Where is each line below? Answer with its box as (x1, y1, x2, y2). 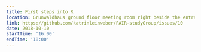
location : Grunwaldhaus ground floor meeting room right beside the (6, 14, 181, 20)
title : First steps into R (6, 8, 74, 15)
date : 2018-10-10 (6, 25, 50, 32)
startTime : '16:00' (6, 31, 55, 37)
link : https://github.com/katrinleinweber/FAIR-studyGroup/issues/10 (6, 20, 184, 26)
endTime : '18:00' (6, 36, 50, 42)
